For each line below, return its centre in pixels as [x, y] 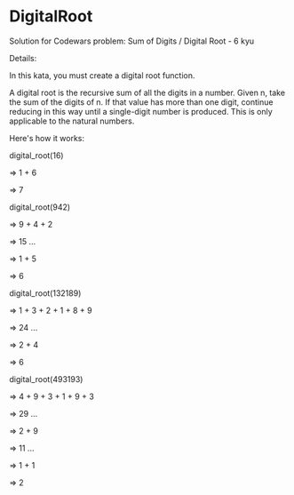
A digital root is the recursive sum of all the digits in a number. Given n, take [147, 92]
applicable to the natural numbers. [72, 121]
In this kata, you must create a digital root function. [102, 75]
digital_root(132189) [45, 293]
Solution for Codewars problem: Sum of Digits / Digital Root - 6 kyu [132, 41]
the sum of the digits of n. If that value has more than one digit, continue [141, 102]
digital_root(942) [40, 207]
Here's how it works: [47, 138]
